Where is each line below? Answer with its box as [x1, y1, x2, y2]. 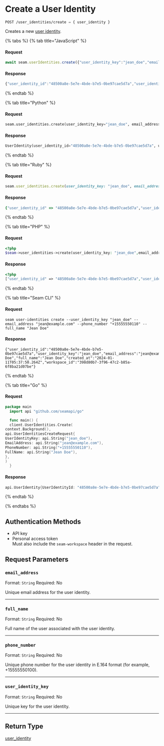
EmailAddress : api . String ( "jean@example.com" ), [5, 441, 104, 446]
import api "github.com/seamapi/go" [9, 409, 84, 414]
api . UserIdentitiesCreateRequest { [5, 431, 76, 436]
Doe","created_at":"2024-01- [55, 355, 115, 360]
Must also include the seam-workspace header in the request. [12, 541, 133, 547]
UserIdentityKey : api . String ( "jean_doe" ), [5, 436, 93, 441]
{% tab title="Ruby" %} [5, 162, 52, 168]
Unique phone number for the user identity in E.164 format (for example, [5, 662, 150, 668]
